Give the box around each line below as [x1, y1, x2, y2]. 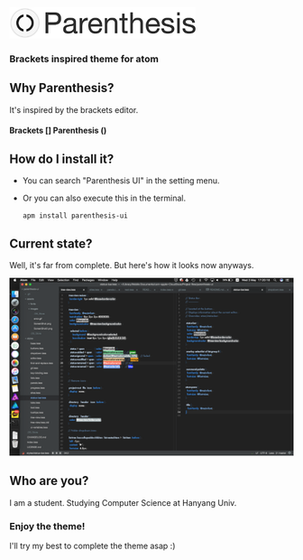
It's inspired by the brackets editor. [9, 104, 139, 115]
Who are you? [9, 473, 89, 489]
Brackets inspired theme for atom [9, 52, 160, 65]
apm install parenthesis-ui [22, 211, 128, 220]
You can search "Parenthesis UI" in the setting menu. [22, 175, 220, 186]
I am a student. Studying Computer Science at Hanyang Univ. [9, 497, 237, 508]
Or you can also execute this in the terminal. [22, 192, 187, 204]
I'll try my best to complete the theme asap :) [9, 540, 176, 552]
